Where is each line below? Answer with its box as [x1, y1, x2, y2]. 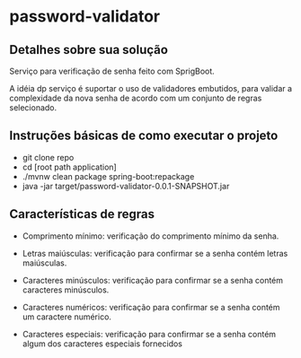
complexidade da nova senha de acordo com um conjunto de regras [9, 92, 262, 103]
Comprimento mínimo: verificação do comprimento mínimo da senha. [22, 231, 279, 241]
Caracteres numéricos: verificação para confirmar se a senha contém [22, 301, 280, 312]
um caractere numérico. [22, 311, 112, 322]
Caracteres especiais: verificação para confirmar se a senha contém [22, 328, 277, 339]
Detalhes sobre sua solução [9, 42, 169, 57]
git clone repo [22, 152, 75, 162]
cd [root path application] [22, 162, 117, 172]
